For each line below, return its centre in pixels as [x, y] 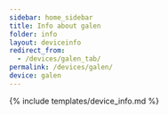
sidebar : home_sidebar [51, 17]
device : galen [36, 76]
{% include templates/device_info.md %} [84, 101]
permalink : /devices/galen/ [61, 68]
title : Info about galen [55, 26]
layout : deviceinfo [45, 42]
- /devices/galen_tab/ [59, 59]
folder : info [33, 34]
